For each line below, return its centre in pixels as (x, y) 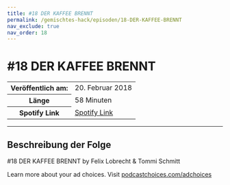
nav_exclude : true (33, 26)
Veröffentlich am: (39, 88)
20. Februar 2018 (103, 88)
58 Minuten (93, 100)
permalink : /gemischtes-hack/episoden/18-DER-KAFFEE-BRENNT (95, 20)
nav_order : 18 (27, 33)
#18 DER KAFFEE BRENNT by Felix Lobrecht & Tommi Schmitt (94, 161)
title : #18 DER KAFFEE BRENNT (50, 13)
